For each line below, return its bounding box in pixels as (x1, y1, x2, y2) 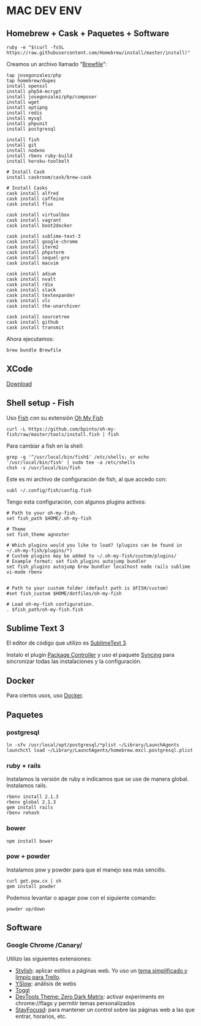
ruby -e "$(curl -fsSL (6, 44, 64, 50)
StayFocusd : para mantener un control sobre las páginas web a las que (15, 1006, 195, 1013)
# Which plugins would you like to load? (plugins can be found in (6, 542, 183, 548)
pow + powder (6, 852, 50, 860)
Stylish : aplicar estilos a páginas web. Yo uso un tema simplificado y (15, 967, 188, 974)
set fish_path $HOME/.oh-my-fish (6, 515, 92, 521)
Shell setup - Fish (6, 398, 75, 408)
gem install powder (6, 883, 56, 889)
